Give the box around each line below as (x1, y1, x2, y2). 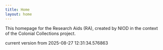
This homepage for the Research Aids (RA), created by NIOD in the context (5, 25, 158, 31)
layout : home (5, 12, 32, 17)
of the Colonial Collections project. (5, 30, 76, 36)
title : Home (5, 7, 30, 12)
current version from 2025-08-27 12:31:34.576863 (5, 40, 108, 46)
